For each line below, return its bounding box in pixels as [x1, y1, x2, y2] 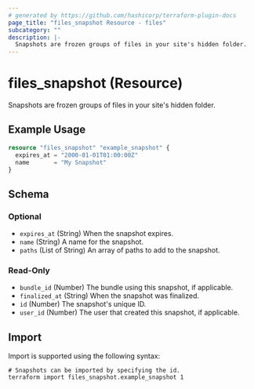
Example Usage [8, 123, 86, 136]
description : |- [8, 33, 61, 42]
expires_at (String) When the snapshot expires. [19, 229, 174, 238]
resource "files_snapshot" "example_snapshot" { [8, 144, 170, 151]
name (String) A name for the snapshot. [19, 237, 143, 247]
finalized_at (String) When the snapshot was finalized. [19, 291, 200, 300]
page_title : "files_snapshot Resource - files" [8, 19, 167, 27]
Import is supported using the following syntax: [8, 351, 161, 361]
